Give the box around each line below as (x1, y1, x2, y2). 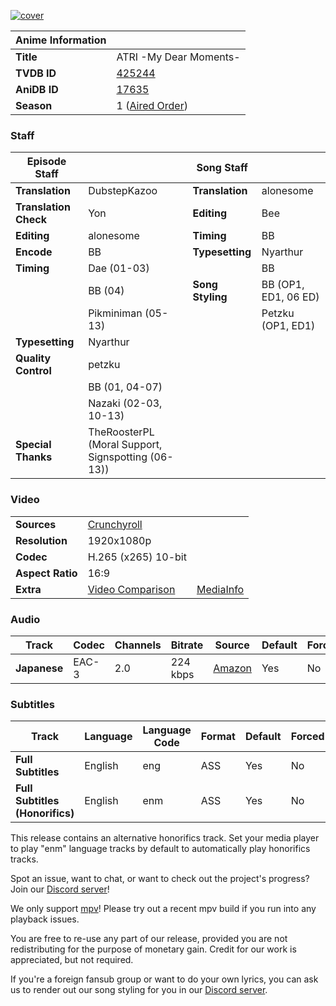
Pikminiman (88, 306, 143, 320)
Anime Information (15, 33, 107, 47)
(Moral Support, (88, 438, 163, 452)
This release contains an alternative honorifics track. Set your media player (10, 832, 320, 844)
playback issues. (10, 913, 80, 925)
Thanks (15, 450, 53, 464)
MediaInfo (196, 582, 245, 596)
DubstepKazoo (88, 184, 158, 198)
